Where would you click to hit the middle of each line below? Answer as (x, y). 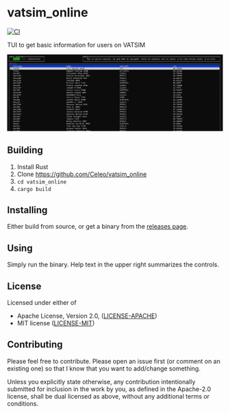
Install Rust (33, 166)
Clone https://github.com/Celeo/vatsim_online (82, 174)
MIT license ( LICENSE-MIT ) (56, 323)
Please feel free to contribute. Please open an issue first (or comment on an (114, 361)
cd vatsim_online (42, 182)
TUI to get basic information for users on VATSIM (76, 45)
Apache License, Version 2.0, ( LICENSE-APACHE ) (87, 316)
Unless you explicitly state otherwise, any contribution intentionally (101, 381)
